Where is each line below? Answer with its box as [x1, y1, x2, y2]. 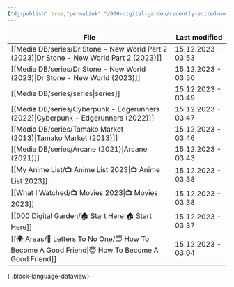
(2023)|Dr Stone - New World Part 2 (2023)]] [10, 53, 162, 63]
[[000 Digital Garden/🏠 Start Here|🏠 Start [10, 210, 152, 220]
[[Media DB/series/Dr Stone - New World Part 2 [10, 44, 168, 54]
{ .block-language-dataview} [7, 272, 90, 280]
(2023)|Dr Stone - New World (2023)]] [10, 72, 141, 82]
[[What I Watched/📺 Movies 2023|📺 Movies [10, 187, 158, 197]
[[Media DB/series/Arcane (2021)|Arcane [10, 144, 148, 154]
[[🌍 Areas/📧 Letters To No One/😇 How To [10, 234, 150, 244]
